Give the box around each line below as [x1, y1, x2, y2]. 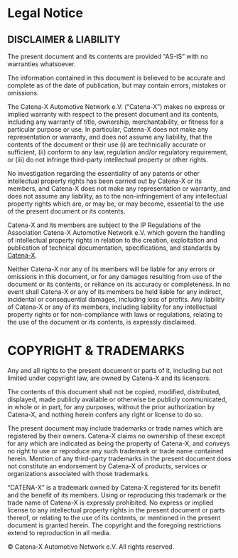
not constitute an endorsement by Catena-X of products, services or [7, 461, 208, 470]
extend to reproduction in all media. [7, 528, 112, 537]
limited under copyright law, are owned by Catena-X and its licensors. [7, 374, 211, 382]
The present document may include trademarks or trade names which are [7, 423, 224, 432]
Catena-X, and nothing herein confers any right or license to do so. [7, 410, 203, 418]
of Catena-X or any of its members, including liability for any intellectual [7, 302, 217, 311]
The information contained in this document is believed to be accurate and [7, 73, 225, 82]
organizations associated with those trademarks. [7, 469, 151, 478]
